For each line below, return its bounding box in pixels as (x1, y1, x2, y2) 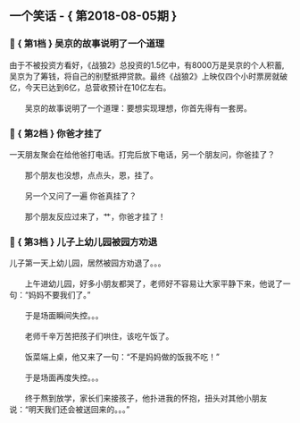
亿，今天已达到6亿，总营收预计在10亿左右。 (9, 81, 171, 92)
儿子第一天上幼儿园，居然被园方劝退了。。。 (9, 258, 166, 268)
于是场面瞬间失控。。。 (24, 310, 104, 321)
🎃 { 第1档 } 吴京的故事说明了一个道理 (9, 38, 165, 50)
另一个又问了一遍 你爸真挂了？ (24, 190, 137, 201)
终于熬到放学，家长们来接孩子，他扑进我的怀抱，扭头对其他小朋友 (24, 393, 268, 404)
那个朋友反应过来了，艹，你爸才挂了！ (24, 211, 166, 222)
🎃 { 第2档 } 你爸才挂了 (9, 127, 103, 140)
